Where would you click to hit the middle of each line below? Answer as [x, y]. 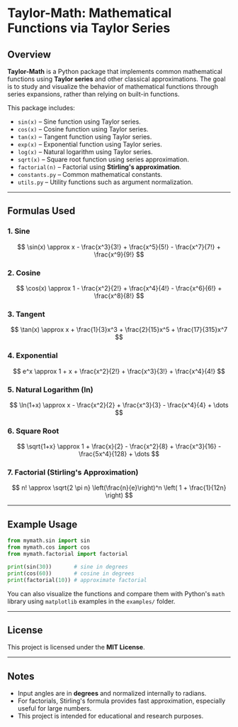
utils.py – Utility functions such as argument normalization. [105, 182]
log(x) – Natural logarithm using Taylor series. [85, 152]
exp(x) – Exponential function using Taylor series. [90, 144]
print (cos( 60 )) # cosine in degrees [71, 573]
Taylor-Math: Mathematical [90, 13]
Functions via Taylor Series [89, 28]
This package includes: [41, 108]
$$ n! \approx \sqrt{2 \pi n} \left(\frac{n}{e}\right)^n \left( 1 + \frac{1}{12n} [119, 488]
